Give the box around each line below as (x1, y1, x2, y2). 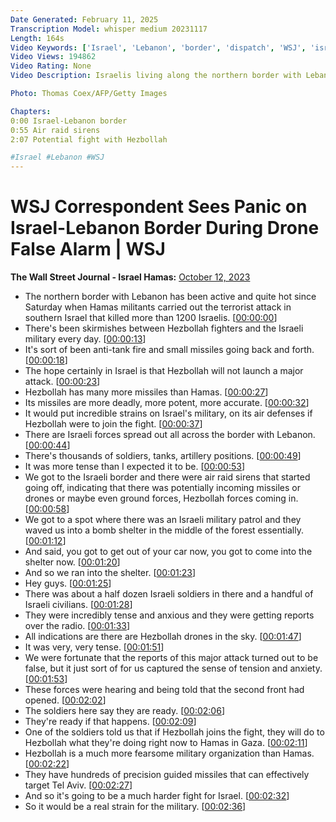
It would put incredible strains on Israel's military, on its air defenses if (24, 407, 313, 420)
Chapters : (10, 106, 52, 116)
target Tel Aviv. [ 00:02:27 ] (24, 779, 133, 791)
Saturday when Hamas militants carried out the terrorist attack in (24, 301, 292, 313)
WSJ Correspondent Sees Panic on (10, 196, 308, 218)
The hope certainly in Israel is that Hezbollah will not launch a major (24, 365, 304, 377)
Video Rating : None (10, 61, 92, 71)
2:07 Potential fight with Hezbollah (10, 134, 168, 145)
